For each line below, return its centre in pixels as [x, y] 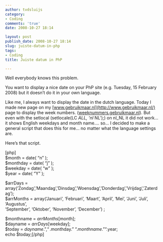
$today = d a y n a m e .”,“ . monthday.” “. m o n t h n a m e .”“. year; [62, 229]
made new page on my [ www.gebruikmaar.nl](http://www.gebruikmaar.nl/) [80, 107]
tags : [11, 50]
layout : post [18, 37]
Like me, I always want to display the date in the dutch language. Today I [78, 102]
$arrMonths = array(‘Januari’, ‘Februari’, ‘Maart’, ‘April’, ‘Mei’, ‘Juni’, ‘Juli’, [77, 199]
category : [15, 14]
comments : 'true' [23, 23]
